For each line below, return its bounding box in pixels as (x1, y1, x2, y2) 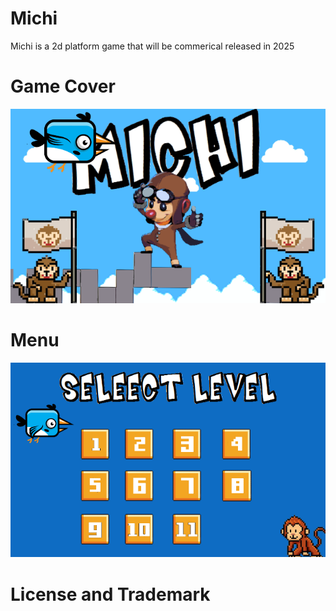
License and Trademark (10, 583, 211, 606)
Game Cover (10, 75, 116, 98)
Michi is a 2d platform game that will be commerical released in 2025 (10, 40, 295, 52)
